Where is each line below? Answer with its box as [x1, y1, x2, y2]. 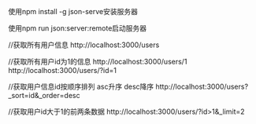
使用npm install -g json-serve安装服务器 [8, 7, 138, 16]
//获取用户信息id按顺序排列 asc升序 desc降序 [8, 82, 154, 91]
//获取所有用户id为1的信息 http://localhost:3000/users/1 [8, 57, 187, 66]
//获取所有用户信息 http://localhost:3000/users [8, 40, 160, 49]
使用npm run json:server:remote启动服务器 [8, 24, 147, 33]
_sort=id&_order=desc [8, 91, 80, 100]
